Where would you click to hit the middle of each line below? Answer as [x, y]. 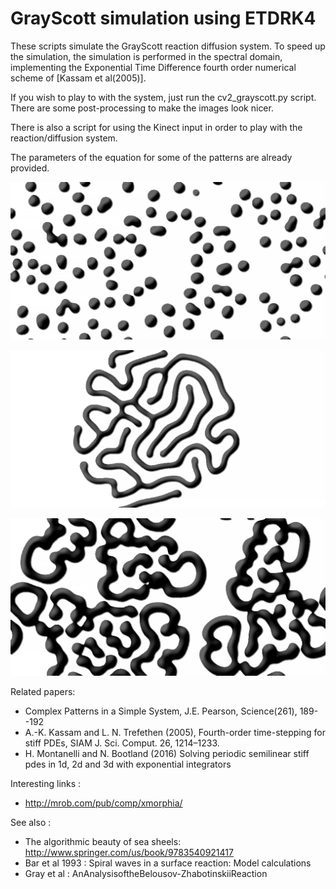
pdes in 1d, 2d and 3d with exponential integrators [128, 764]
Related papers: [43, 691]
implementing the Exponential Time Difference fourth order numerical [153, 67]
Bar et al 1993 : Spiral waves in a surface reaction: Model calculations [168, 863]
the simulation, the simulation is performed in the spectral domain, [146, 56]
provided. [30, 168]
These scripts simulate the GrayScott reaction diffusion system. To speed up [168, 46]
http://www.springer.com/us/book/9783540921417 [129, 852]
